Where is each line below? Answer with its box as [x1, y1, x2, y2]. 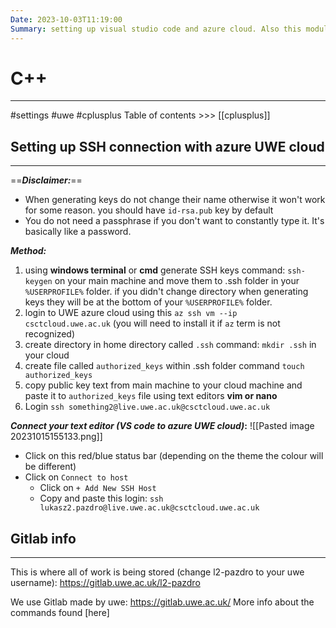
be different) [24, 461, 77, 473]
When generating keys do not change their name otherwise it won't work [24, 194, 326, 206]
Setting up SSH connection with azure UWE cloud [10, 138, 325, 155]
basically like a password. [24, 226, 132, 238]
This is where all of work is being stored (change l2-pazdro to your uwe [10, 566, 305, 578]
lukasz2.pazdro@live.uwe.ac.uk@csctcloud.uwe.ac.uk [39, 503, 260, 513]
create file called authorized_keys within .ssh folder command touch [24, 360, 305, 372]
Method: [10, 245, 47, 257]
